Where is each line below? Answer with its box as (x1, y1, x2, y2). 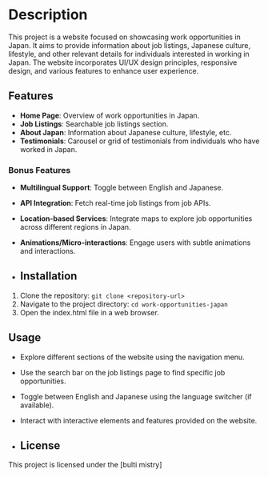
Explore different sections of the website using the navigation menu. (19, 352, 246, 362)
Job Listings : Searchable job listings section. (19, 118, 169, 129)
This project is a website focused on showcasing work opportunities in (8, 32, 242, 42)
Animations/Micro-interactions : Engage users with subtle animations (19, 238, 251, 247)
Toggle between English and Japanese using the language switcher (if (19, 391, 252, 401)
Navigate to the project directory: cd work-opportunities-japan (19, 299, 228, 309)
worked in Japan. (19, 144, 78, 154)
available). (19, 400, 54, 410)
